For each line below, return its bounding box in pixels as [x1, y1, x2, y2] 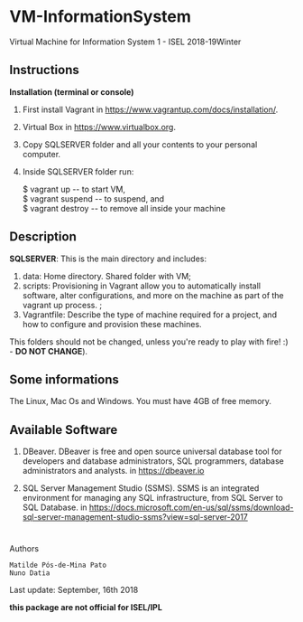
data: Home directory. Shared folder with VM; [22, 270, 192, 281]
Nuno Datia [9, 569, 50, 578]
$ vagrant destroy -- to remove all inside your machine [22, 203, 225, 213]
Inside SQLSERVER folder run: [22, 165, 134, 177]
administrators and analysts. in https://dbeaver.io [22, 466, 205, 476]
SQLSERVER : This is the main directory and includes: [9, 253, 207, 264]
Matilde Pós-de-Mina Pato [9, 561, 106, 570]
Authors [9, 543, 39, 554]
